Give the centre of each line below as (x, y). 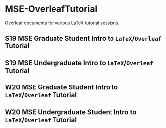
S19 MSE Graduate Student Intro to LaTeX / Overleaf (83, 38)
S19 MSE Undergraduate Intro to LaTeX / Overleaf (79, 63)
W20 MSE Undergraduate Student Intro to (71, 112)
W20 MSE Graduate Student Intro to (61, 87)
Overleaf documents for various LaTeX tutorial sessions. (62, 23)
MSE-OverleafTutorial (51, 9)
